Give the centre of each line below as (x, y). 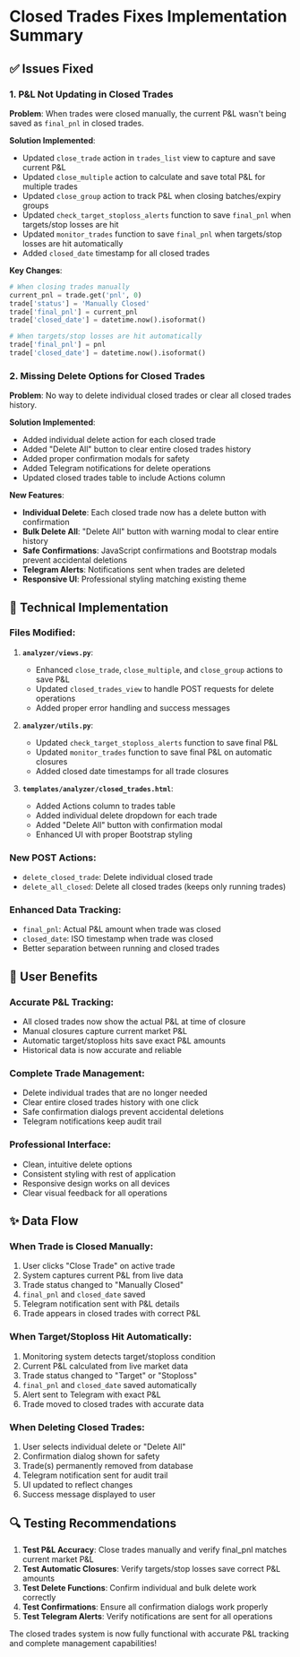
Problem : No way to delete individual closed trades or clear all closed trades (150, 395)
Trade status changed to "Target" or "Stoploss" (110, 1375)
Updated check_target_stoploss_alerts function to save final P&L (157, 742)
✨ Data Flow (44, 1221)
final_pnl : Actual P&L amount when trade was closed (121, 929)
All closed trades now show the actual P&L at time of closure (134, 1022)
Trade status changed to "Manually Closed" (103, 1285)
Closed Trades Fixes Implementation (148, 17)
